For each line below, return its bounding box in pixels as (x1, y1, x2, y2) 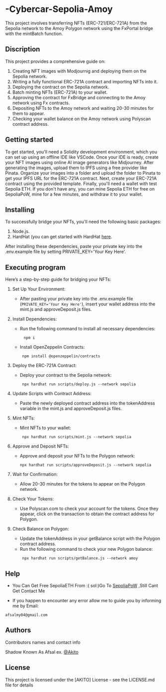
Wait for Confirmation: (12, 471, 58, 477)
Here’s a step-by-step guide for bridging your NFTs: (5, 276, 111, 282)
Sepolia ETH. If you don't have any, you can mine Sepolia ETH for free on (5, 186, 155, 192)
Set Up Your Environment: (12, 286, 66, 292)
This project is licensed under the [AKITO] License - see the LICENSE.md (5, 677, 155, 683)
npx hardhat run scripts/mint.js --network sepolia (22, 435, 132, 440)
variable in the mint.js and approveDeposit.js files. (19, 406, 122, 412)
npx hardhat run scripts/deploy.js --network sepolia (22, 382, 136, 387)
